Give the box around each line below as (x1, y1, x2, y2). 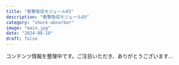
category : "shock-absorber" (6, 19, 75, 25)
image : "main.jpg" (6, 25, 51, 31)
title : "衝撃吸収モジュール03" (6, 8, 74, 15)
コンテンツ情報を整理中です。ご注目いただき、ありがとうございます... (6, 53, 173, 59)
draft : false (6, 36, 38, 42)
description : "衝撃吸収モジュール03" (6, 14, 89, 20)
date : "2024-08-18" (6, 30, 54, 36)
